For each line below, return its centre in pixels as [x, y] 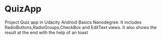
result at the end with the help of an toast [46, 32]
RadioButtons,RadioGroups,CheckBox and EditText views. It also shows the [81, 27]
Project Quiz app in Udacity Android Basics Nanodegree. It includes [73, 22]
